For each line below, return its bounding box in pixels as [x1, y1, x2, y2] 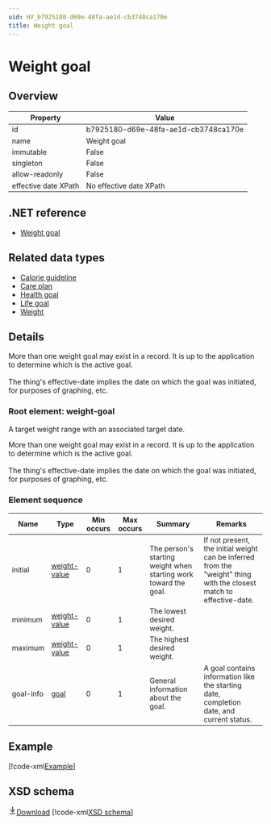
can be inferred [203, 552, 255, 562]
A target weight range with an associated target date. [8, 424, 186, 434]
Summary [156, 519, 190, 529]
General [148, 676, 176, 685]
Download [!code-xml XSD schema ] [16, 807, 134, 817]
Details [8, 331, 44, 344]
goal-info [11, 689, 44, 698]
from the [203, 560, 232, 570]
